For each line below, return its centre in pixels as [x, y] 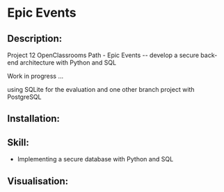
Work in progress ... [35, 76]
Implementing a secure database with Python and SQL [95, 159]
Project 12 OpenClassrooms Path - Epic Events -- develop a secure [103, 55]
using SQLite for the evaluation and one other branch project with [101, 89]
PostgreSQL [24, 97]
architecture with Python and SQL [68, 63]
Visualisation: [38, 181]
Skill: [18, 142]
